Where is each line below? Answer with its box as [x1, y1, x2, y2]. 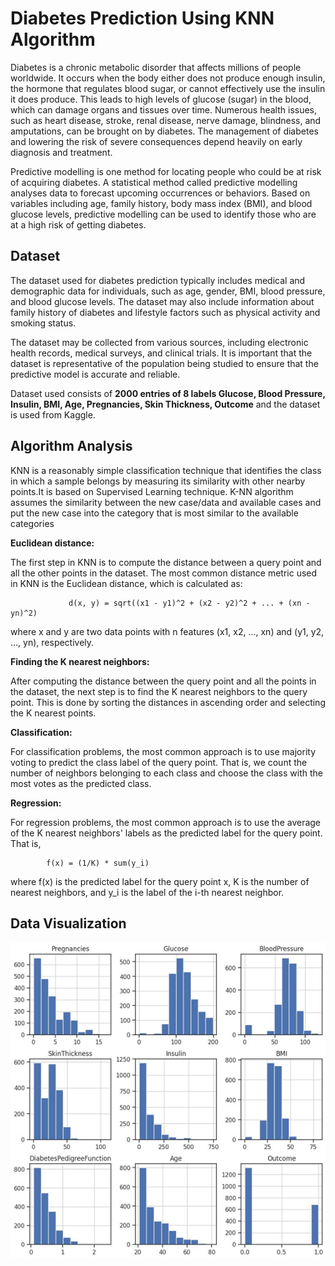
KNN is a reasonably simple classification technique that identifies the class [10, 464, 322, 476]
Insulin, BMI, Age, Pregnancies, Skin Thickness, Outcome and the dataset [10, 398, 321, 410]
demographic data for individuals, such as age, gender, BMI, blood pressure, [10, 285, 326, 297]
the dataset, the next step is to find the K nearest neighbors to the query [10, 685, 308, 697]
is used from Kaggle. [10, 408, 96, 421]
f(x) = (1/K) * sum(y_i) [46, 858, 150, 868]
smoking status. [10, 317, 77, 329]
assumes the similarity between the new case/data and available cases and [10, 496, 322, 508]
